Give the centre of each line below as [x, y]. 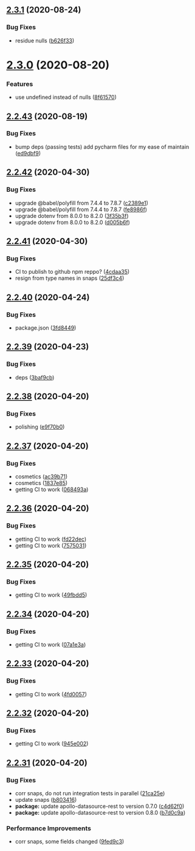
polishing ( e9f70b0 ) [40, 427]
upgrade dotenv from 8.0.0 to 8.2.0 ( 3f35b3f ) [72, 215]
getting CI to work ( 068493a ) [52, 489]
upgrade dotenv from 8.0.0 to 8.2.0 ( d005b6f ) [73, 222]
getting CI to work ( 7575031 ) [51, 545]
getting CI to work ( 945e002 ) [52, 744]
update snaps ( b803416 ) [46, 800]
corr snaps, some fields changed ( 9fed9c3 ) [70, 842]
